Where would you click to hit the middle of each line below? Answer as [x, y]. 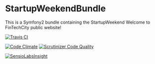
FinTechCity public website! [33, 27]
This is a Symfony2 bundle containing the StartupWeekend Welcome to [78, 22]
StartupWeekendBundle [55, 9]
